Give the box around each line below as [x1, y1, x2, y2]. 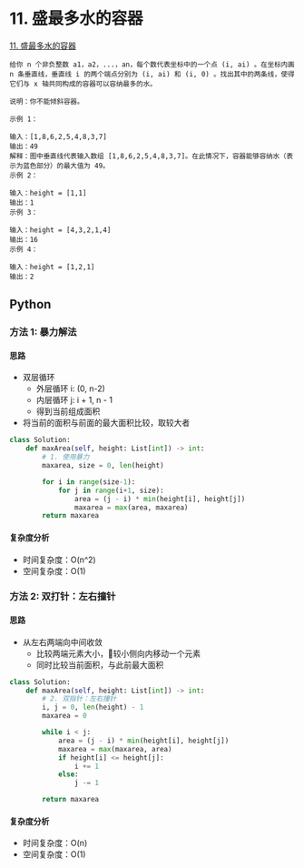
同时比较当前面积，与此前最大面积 [35, 659, 164, 670]
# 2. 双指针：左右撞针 [42, 694, 117, 703]
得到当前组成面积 [35, 406, 101, 417]
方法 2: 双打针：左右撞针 [9, 590, 116, 603]
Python [9, 297, 52, 312]
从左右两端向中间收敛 [22, 636, 103, 647]
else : [57, 770, 79, 779]
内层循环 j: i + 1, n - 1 [35, 395, 113, 406]
